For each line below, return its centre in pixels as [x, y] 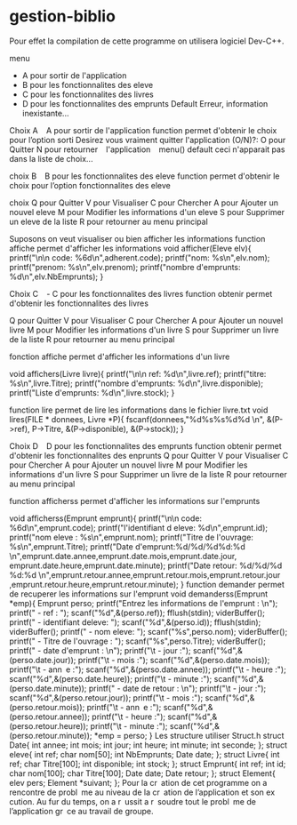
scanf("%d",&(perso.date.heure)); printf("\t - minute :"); [111, 678]
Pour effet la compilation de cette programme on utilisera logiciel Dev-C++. [147, 41]
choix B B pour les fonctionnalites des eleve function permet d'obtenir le [144, 176]
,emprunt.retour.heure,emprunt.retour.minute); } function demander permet [147, 584]
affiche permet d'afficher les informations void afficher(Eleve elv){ [130, 248]
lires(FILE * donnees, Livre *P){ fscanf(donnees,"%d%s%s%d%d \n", [137, 419]
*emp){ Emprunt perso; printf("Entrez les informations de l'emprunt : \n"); [144, 603]
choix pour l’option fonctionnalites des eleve [90, 185]
